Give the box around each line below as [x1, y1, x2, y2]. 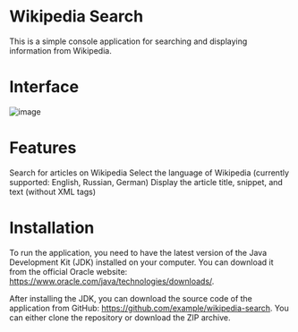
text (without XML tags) [9, 186, 97, 197]
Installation [9, 217, 95, 238]
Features [9, 138, 77, 158]
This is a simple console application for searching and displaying [9, 36, 248, 47]
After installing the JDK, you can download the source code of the [9, 293, 253, 303]
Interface [9, 77, 79, 98]
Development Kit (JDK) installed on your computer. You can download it [9, 257, 275, 268]
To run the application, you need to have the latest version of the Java [9, 247, 268, 258]
